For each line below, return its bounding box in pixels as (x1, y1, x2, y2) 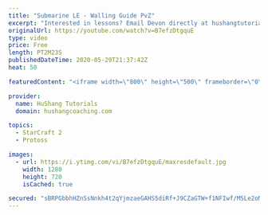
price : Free (8, 41, 48, 49)
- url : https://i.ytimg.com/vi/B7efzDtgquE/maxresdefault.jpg (15, 158, 227, 166)
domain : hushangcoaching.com (15, 107, 112, 115)
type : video (8, 33, 48, 42)
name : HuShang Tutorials (15, 100, 98, 107)
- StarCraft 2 (15, 129, 62, 137)
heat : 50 (8, 64, 37, 72)
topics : (8, 121, 34, 130)
